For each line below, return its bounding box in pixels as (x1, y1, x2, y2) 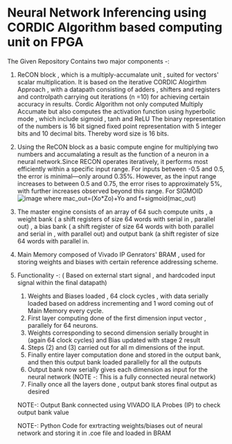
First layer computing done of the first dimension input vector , (27, 313, 206, 322)
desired (27, 387, 50, 396)
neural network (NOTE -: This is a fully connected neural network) (27, 372, 216, 381)
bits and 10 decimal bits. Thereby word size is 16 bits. (17, 129, 170, 138)
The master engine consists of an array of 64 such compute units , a (17, 207, 213, 216)
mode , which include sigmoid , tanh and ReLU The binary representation (17, 114, 226, 122)
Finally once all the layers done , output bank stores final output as (27, 380, 217, 388)
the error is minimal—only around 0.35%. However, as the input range (17, 172, 217, 181)
